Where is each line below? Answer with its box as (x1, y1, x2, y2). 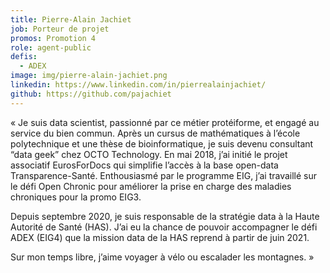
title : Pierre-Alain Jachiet (10, 14, 132, 25)
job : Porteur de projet (10, 24, 110, 34)
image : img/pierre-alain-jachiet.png (10, 71, 168, 81)
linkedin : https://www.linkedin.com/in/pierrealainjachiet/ (10, 80, 267, 90)
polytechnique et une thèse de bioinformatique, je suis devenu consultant (10, 137, 314, 150)
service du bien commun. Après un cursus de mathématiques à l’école (10, 127, 301, 139)
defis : (10, 52, 38, 62)
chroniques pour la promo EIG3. (10, 191, 142, 203)
